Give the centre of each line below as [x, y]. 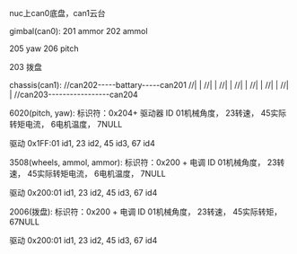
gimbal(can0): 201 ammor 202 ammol [79, 31]
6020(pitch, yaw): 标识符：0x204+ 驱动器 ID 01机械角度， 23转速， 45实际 [148, 113]
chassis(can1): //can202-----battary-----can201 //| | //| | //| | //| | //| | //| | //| [149, 85]
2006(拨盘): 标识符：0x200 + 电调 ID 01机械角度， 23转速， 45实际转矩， [146, 212]
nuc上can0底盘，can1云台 [57, 13]
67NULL [25, 222]
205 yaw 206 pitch [44, 48]
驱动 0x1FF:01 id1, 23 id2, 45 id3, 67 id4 [82, 143]
